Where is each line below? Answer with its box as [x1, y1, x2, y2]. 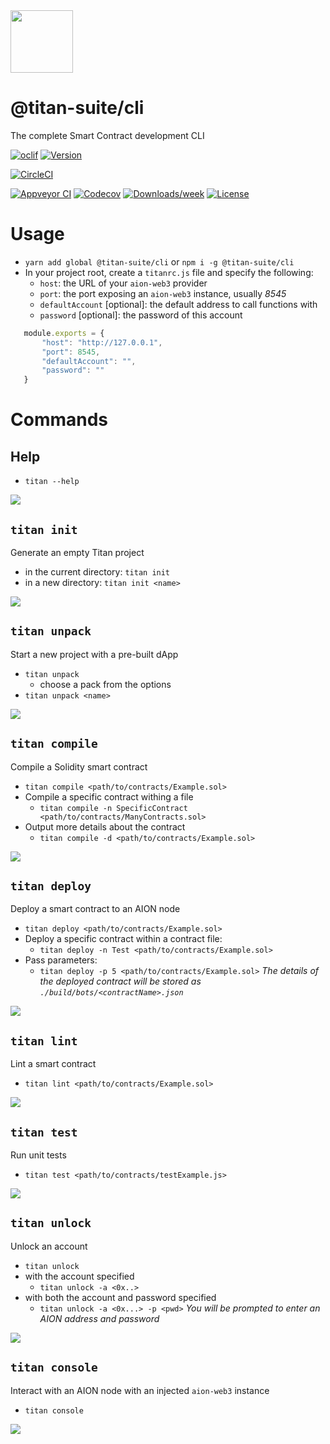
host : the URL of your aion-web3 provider [39, 277, 208, 289]
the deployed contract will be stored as [39, 975, 202, 988]
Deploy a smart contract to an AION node [10, 903, 181, 915]
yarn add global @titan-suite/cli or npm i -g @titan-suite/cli [24, 255, 295, 268]
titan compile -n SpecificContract [39, 803, 188, 813]
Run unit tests [10, 1149, 67, 1161]
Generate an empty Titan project [10, 546, 145, 558]
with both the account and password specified [24, 1291, 217, 1303]
